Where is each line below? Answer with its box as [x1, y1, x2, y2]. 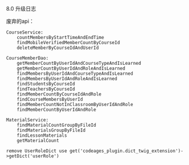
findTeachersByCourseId [17, 86, 76, 92]
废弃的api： [6, 18, 34, 25]
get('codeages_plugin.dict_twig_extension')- [69, 148, 184, 154]
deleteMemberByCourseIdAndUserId [17, 45, 99, 51]
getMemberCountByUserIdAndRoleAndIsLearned [17, 65, 126, 71]
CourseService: [6, 29, 44, 35]
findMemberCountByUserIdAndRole [17, 107, 96, 113]
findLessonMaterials [17, 133, 67, 138]
